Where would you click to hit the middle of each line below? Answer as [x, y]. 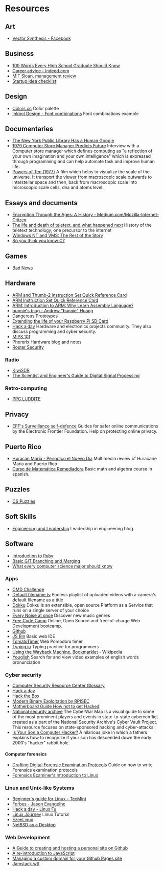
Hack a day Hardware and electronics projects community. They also [82, 326]
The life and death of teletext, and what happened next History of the [82, 225]
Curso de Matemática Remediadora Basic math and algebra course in [82, 469]
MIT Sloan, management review [44, 76]
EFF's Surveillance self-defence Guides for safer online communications [85, 426]
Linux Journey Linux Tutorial [41, 814]
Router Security [28, 347]
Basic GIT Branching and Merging [46, 561]
